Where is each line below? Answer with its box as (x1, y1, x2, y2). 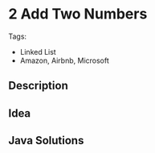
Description (8, 79, 68, 93)
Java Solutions (8, 134, 84, 147)
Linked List (19, 47, 56, 56)
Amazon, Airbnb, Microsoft (19, 56, 110, 65)
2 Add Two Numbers (8, 5, 148, 23)
